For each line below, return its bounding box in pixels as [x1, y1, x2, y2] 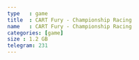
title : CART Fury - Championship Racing [7, 17, 132, 23]
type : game [7, 10, 49, 17]
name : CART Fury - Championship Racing [7, 23, 132, 30]
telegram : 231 [7, 42, 49, 49]
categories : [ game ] [7, 29, 64, 37]
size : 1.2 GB [7, 36, 49, 43]
